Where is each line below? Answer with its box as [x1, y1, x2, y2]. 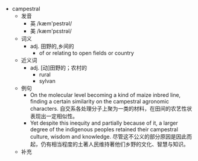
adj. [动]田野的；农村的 [30, 64, 88, 71]
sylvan [39, 77, 56, 84]
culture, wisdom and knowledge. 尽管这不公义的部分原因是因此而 [30, 133, 192, 140]
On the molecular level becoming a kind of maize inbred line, [30, 91, 181, 99]
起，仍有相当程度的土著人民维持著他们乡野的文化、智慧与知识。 [30, 140, 189, 148]
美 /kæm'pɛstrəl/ [30, 27, 72, 34]
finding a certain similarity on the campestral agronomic [30, 98, 169, 105]
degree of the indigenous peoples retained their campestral [30, 126, 178, 133]
